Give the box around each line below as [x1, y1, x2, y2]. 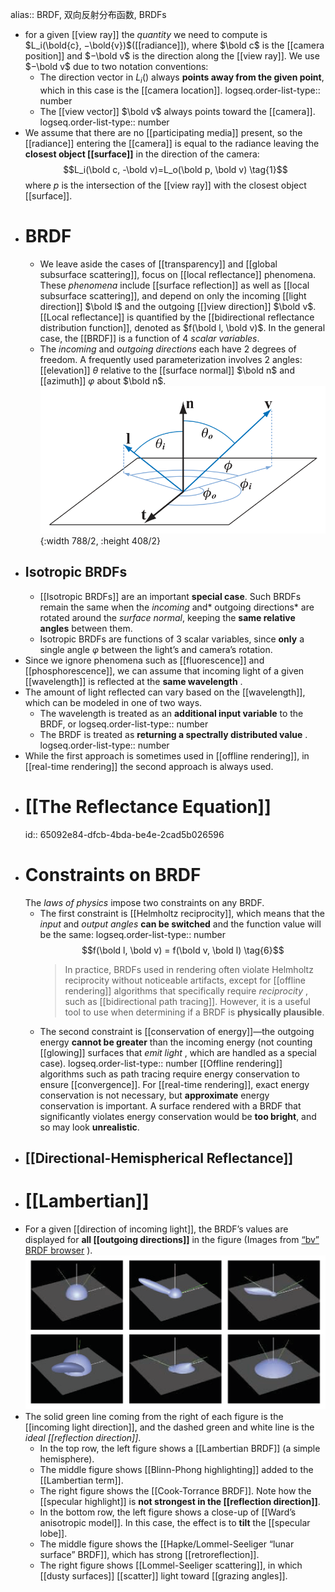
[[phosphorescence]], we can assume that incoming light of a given [24, 664, 305, 677]
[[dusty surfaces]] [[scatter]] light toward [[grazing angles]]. [39, 1570, 288, 1582]
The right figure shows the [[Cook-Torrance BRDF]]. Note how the [39, 1485, 312, 1497]
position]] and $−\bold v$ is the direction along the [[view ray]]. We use [24, 50, 320, 62]
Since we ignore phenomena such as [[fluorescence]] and [24, 654, 265, 666]
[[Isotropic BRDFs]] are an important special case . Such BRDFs [39, 590, 302, 602]
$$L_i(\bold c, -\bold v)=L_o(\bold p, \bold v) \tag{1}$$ [63, 163, 288, 175]
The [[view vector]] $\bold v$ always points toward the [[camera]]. [39, 105, 316, 117]
